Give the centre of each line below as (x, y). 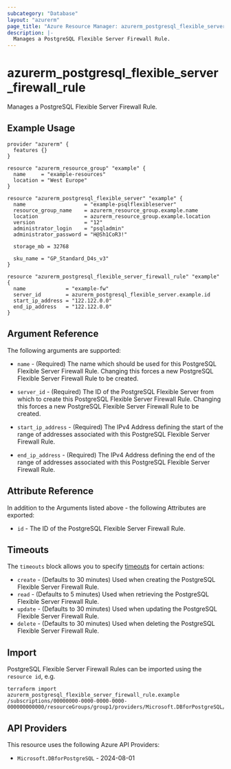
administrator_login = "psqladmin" (69, 228)
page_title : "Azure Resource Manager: (63, 26)
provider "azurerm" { (38, 144)
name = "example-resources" (60, 174)
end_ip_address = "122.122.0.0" (63, 307)
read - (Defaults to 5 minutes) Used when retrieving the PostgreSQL (113, 594)
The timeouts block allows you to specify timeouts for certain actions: (106, 566)
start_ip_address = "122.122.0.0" (63, 301)
